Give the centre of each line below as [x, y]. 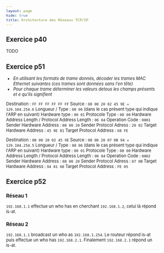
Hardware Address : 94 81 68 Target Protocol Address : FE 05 [67, 166]
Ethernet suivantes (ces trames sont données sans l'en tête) [73, 84]
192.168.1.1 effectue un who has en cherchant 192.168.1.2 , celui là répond [81, 206]
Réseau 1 [17, 195]
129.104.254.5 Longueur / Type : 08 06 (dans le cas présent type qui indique [82, 145]
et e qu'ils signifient [33, 94]
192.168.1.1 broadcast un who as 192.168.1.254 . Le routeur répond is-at [78, 235]
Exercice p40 [26, 39]
